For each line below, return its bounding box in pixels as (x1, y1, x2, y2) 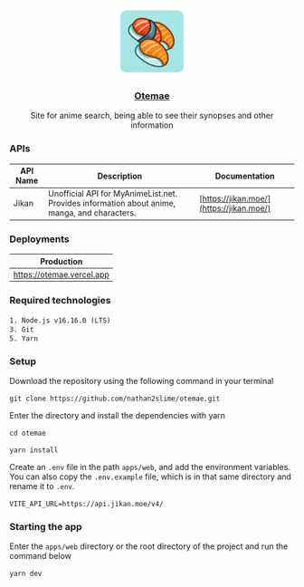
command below (9, 551, 72, 562)
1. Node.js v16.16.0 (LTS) (9, 315, 111, 325)
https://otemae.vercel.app (13, 269, 110, 280)
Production (40, 255, 83, 266)
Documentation (214, 170, 275, 181)
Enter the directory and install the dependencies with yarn (9, 409, 226, 420)
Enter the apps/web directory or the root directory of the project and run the (9, 541, 289, 552)
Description (97, 170, 143, 181)
